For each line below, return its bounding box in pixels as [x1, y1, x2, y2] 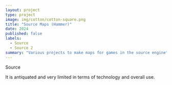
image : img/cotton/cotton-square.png [5, 17, 86, 22]
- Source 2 [10, 45, 33, 50]
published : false [5, 31, 42, 36]
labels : [5, 36, 22, 41]
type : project [5, 12, 36, 17]
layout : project [5, 7, 40, 13]
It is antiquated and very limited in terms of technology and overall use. [5, 74, 155, 80]
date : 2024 [5, 26, 29, 32]
